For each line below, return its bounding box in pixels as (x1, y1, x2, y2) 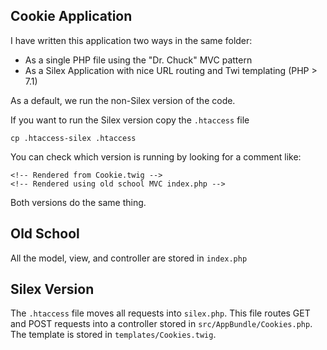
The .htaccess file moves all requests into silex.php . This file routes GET (10, 307, 311, 319)
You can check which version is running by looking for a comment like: (10, 150, 302, 163)
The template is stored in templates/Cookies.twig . (10, 329, 217, 341)
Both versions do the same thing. (10, 196, 147, 208)
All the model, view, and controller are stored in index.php (10, 252, 248, 264)
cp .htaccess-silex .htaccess (10, 133, 137, 143)
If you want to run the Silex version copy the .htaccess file (10, 114, 250, 126)
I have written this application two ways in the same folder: (10, 34, 253, 46)
